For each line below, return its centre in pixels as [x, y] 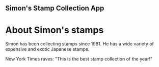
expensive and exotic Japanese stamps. [47, 49]
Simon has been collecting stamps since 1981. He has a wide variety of [79, 44]
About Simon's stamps [55, 30]
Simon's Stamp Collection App [55, 8]
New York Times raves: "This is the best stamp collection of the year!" [79, 59]
